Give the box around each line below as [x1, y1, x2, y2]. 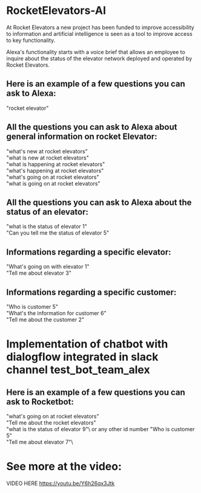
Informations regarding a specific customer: [6, 287, 177, 297]
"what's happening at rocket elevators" [6, 167, 104, 174]
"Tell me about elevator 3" [6, 269, 71, 277]
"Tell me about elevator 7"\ [6, 438, 73, 446]
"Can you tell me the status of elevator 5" [6, 229, 110, 236]
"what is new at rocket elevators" [6, 154, 89, 161]
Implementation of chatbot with [6, 337, 168, 351]
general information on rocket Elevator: [6, 132, 157, 142]
